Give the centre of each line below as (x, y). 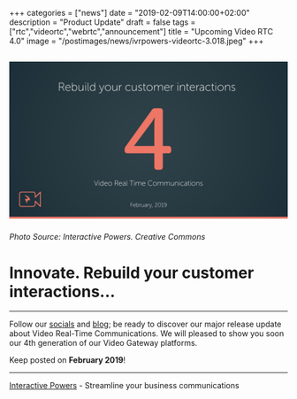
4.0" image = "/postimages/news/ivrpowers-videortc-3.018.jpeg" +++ (137, 41)
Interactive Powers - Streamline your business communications (125, 386)
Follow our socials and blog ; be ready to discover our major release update (145, 324)
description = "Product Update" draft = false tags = (103, 22)
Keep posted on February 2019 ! (68, 360)
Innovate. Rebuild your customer (132, 272)
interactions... (62, 292)
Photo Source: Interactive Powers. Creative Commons (107, 237)
